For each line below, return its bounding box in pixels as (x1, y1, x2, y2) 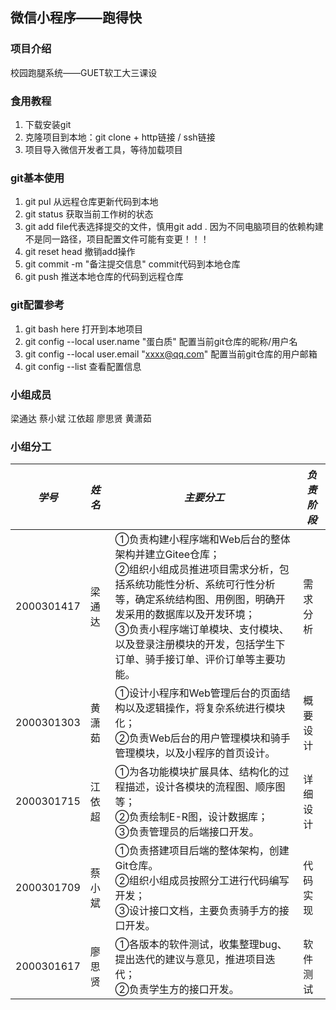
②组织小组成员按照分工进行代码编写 (114, 874, 290, 888)
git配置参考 (10, 298, 65, 312)
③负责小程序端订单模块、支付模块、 (114, 623, 290, 637)
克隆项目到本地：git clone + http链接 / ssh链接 (24, 131, 216, 143)
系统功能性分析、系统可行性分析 (124, 578, 276, 592)
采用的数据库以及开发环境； (124, 608, 256, 622)
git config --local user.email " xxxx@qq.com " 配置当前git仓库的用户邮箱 (24, 348, 318, 360)
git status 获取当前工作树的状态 (24, 208, 154, 220)
